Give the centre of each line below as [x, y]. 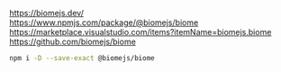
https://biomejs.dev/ [46, 13]
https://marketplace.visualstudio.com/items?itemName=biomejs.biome [140, 32]
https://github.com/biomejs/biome [73, 41]
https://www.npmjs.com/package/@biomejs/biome [104, 22]
